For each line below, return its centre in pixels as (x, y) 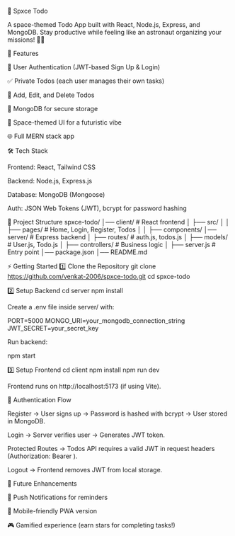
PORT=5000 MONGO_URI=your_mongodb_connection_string (96, 321)
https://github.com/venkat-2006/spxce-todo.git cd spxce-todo (99, 276)
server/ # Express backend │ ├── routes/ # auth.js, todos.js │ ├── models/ (118, 237)
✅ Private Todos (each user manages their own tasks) (86, 81)
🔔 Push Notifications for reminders (58, 497)
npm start (22, 355)
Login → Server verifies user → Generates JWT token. (86, 435)
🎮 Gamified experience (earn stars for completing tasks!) (91, 525)
